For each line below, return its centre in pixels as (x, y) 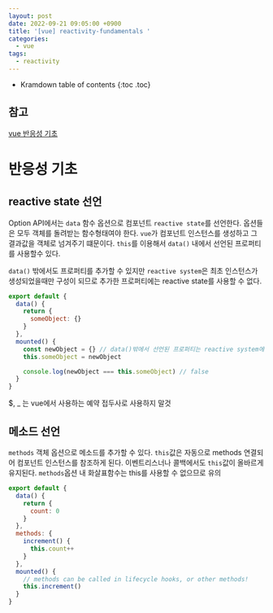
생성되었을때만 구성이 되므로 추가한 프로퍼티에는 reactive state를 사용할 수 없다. (135, 281)
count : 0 (45, 511)
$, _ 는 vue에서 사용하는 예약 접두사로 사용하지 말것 (90, 403)
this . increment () (52, 587)
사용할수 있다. (39, 253)
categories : (28, 39)
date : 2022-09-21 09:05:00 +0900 (65, 24)
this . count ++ (52, 549)
